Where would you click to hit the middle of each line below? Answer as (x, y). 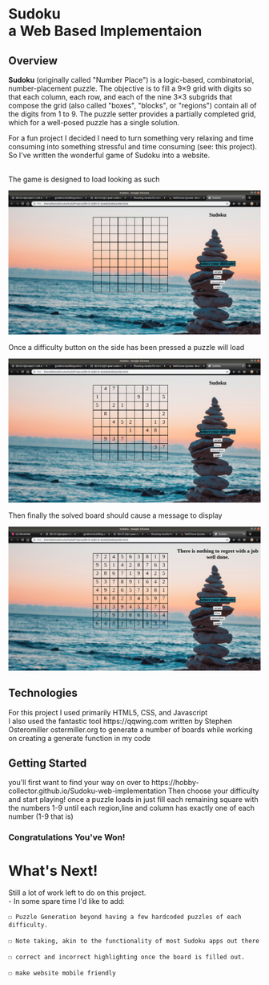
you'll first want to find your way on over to (79, 783)
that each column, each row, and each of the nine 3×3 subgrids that (120, 97)
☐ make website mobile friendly (62, 973)
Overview (33, 61)
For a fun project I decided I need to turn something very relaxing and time (131, 138)
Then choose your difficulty (213, 791)
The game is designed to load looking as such (84, 179)
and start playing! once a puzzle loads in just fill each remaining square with (133, 800)
